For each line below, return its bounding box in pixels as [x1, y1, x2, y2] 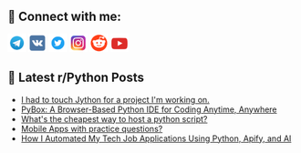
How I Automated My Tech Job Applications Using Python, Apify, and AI [20, 133, 292, 144]
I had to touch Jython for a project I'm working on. [20, 94, 210, 105]
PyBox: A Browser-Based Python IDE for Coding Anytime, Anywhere [20, 104, 278, 115]
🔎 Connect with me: [7, 9, 121, 25]
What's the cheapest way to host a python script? [20, 113, 208, 124]
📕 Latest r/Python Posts [7, 70, 145, 86]
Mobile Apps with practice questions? [20, 123, 163, 134]
